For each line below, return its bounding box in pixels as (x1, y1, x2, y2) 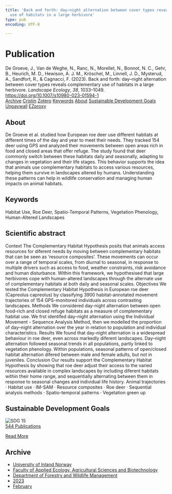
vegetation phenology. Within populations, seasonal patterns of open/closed (5, 346, 167, 352)
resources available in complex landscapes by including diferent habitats (5, 368, 159, 374)
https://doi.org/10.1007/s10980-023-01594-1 (5, 93, 99, 99)
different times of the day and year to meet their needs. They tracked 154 (5, 137, 160, 143)
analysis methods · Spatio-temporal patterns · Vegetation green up (5, 389, 146, 395)
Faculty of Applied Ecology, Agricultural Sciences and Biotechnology (12, 467, 158, 473)
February (12, 483, 32, 489)
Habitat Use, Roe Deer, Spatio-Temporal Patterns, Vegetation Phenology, (5, 209, 159, 215)
